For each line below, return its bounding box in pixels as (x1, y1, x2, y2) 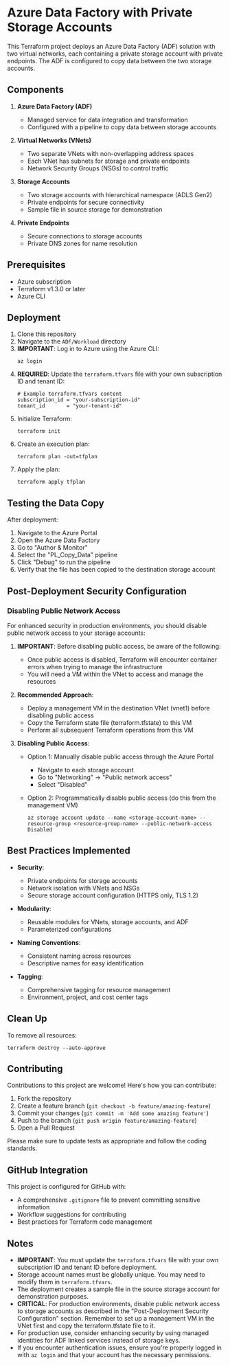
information (16, 1203, 50, 1211)
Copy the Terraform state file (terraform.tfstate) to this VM (27, 718, 192, 726)
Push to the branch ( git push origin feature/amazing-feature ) (16, 1117, 197, 1125)
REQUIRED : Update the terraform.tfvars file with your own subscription (16, 370, 222, 379)
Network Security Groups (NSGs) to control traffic (27, 164, 169, 172)
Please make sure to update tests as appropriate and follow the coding (7, 1137, 207, 1145)
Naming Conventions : (16, 938, 81, 946)
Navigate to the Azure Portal (16, 529, 97, 537)
